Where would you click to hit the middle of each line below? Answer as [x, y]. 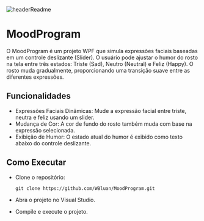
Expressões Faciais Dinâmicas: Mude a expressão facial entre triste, [101, 111]
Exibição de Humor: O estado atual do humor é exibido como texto [99, 137]
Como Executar [36, 163]
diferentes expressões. [35, 77]
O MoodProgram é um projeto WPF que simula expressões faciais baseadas [102, 51]
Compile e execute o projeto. [52, 211]
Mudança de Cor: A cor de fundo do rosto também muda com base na [104, 124]
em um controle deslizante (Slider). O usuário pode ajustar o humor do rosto [102, 57]
